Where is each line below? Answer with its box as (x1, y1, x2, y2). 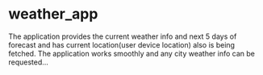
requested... (8, 57, 48, 67)
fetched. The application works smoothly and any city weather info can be (8, 48, 256, 58)
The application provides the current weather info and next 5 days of (8, 31, 237, 41)
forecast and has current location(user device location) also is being (8, 40, 236, 49)
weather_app (8, 5, 98, 23)
